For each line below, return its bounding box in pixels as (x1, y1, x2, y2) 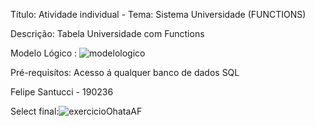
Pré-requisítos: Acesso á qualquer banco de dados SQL (10, 67, 240, 78)
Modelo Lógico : (10, 47, 78, 59)
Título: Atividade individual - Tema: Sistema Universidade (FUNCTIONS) (10, 9, 307, 20)
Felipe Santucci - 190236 (10, 86, 114, 98)
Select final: (10, 105, 60, 117)
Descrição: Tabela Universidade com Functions (10, 28, 205, 39)
